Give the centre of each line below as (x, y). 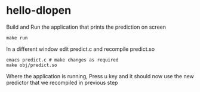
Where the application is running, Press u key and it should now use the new (100, 76)
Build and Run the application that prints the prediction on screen (86, 27)
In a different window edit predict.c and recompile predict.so (81, 49)
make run (17, 38)
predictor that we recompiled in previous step (62, 82)
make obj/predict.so (32, 65)
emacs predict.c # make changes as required (62, 60)
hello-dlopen (39, 10)
